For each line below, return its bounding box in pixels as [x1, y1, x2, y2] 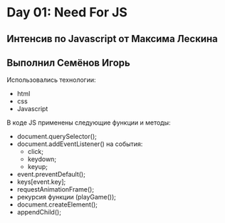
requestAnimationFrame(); [16, 185, 94, 194]
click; [27, 147, 44, 156]
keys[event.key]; [16, 177, 66, 186]
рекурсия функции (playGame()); [16, 193, 117, 202]
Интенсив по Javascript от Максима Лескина [6, 33, 218, 45]
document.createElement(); [16, 200, 98, 209]
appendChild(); [16, 208, 62, 217]
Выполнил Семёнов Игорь [6, 56, 131, 68]
